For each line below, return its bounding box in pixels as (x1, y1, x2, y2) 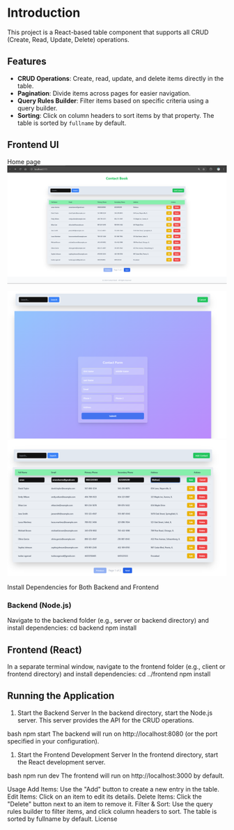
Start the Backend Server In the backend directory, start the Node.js (17, 709, 213, 717)
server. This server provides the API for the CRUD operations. (17, 716, 194, 724)
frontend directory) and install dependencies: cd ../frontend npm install (7, 670, 211, 679)
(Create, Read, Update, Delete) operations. (7, 35, 130, 43)
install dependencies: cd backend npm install (7, 623, 137, 632)
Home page (7, 157, 41, 165)
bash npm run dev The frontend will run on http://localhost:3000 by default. (7, 771, 225, 780)
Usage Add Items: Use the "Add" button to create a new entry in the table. (7, 785, 219, 793)
